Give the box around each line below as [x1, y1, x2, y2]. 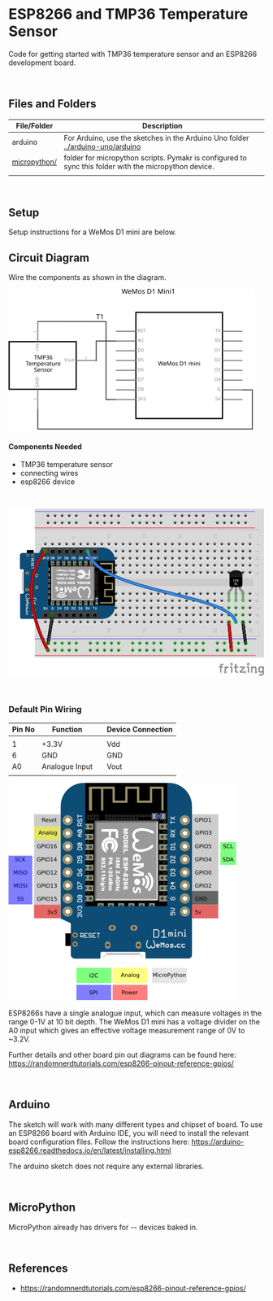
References [8, 1262, 68, 1276]
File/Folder [15, 121, 54, 131]
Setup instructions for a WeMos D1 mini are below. [8, 227, 177, 237]
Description [141, 121, 183, 131]
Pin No [11, 725, 35, 735]
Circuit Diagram [8, 251, 89, 264]
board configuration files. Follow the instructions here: [8, 1137, 190, 1146]
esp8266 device [19, 477, 76, 487]
